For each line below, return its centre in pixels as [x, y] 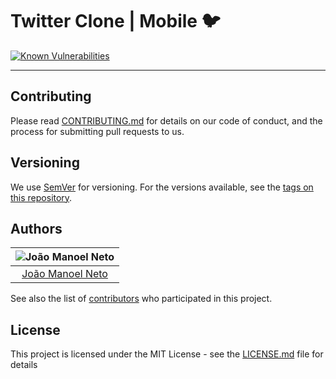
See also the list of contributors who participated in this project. [141, 299]
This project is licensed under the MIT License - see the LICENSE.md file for [167, 354]
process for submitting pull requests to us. [97, 131]
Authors [36, 228]
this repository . [41, 197]
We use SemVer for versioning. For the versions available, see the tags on [162, 187]
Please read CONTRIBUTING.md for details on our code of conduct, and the [166, 120]
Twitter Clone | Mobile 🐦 [115, 21]
